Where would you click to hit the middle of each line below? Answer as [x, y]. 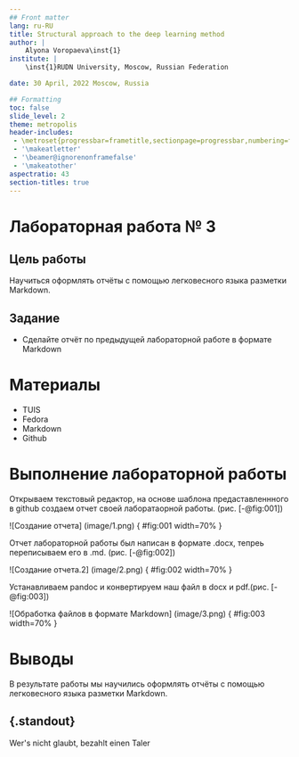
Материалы [55, 385]
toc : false [29, 108]
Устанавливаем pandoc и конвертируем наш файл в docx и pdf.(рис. [139, 587]
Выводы [41, 659]
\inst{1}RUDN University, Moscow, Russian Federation [127, 68]
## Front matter [39, 17]
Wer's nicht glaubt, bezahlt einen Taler [80, 743]
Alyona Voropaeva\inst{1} [73, 51]
